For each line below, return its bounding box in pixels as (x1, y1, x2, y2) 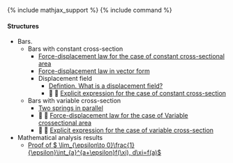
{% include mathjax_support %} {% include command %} (7, 6, 172, 14)
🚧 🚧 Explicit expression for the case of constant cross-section (48, 89, 227, 98)
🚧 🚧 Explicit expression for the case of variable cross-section (38, 126, 214, 134)
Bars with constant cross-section (27, 45, 123, 53)
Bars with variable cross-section (27, 97, 121, 105)
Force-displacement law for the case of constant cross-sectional (38, 52, 225, 61)
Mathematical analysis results (17, 134, 103, 142)
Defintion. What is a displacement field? (48, 81, 163, 90)
